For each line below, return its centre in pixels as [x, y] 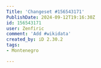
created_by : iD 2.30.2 [35, 39]
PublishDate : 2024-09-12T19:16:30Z [51, 17]
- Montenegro [23, 51]
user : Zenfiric [25, 28]
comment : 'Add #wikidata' [38, 34]
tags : [13, 45]
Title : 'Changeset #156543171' [45, 12]
